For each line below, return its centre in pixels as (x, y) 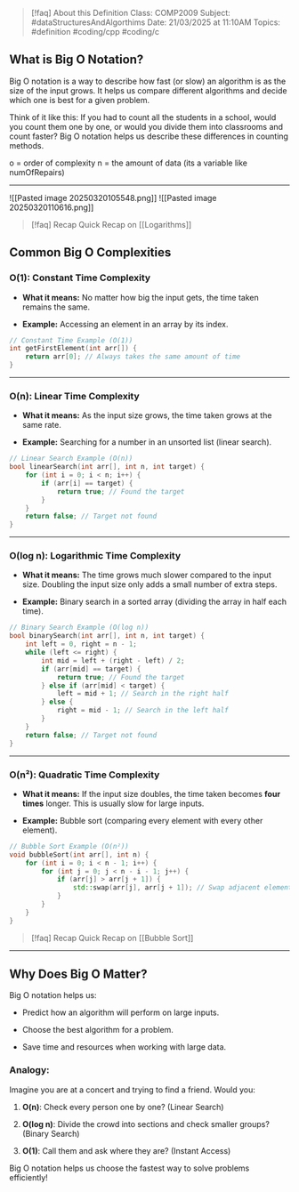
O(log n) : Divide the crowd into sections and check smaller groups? (145, 1124)
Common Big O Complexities (90, 253)
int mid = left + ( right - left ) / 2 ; (113, 660)
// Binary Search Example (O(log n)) (79, 628)
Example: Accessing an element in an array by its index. (125, 324)
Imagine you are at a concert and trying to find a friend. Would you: (133, 1090)
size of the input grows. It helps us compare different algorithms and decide (148, 90)
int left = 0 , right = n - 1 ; (81, 644)
